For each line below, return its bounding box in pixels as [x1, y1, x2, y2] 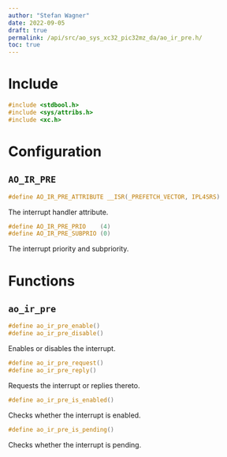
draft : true [8, 26, 47, 34]
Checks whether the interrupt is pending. [8, 440, 142, 449]
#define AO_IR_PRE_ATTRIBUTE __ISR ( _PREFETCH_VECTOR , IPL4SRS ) [8, 193, 221, 201]
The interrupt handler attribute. [8, 207, 109, 217]
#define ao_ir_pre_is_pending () [8, 425, 114, 433]
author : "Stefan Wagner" [8, 11, 90, 20]
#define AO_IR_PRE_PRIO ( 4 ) [8, 222, 111, 230]
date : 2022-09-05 [8, 19, 65, 27]
